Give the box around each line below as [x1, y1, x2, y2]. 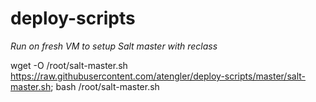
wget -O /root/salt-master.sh [10, 59, 128, 71]
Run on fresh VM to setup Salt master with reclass [10, 40, 218, 52]
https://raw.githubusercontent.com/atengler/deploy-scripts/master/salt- [10, 70, 307, 82]
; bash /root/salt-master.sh [50, 80, 160, 92]
